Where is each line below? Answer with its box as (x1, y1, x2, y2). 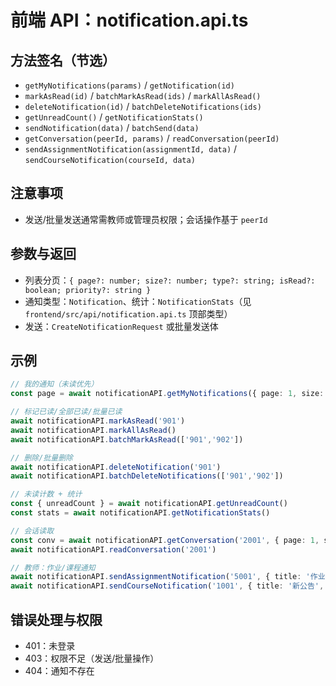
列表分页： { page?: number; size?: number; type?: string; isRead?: (24, 274, 316, 286)
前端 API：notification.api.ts (10, 9, 249, 32)
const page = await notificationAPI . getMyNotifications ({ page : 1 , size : (10, 389, 325, 399)
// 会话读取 (10, 526, 55, 536)
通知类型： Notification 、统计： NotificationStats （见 (24, 295, 252, 307)
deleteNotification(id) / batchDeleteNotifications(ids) (24, 101, 262, 112)
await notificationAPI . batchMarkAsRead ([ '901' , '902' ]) (10, 434, 244, 445)
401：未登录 (24, 640, 76, 651)
